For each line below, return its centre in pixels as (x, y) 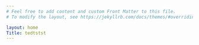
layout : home (22, 27)
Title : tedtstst (26, 33)
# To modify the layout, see (42, 17)
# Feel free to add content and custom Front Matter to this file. (91, 11)
